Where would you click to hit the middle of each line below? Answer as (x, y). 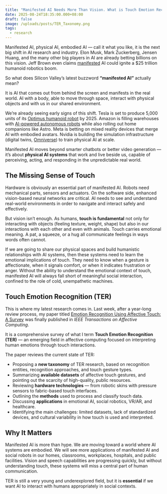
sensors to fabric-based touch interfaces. (55, 391)
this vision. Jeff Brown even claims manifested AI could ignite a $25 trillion (81, 63)
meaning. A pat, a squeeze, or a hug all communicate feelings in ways (77, 234)
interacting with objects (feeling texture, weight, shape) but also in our (77, 224)
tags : (11, 28)
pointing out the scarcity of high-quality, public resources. (72, 380)
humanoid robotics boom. (32, 68)
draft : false (19, 19)
